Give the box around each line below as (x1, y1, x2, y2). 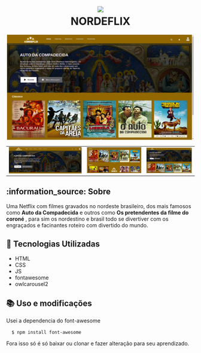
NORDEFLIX (71, 14, 130, 28)
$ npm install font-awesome (11, 330, 82, 336)
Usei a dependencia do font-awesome (6, 317, 100, 324)
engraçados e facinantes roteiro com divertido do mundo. (6, 221, 148, 229)
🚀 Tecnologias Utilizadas (6, 239, 100, 249)
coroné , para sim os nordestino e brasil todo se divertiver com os (6, 215, 169, 223)
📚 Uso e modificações (6, 298, 92, 308)
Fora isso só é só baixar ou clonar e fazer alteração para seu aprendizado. (6, 340, 190, 347)
